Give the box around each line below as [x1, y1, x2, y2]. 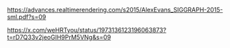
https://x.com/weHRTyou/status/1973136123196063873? [7, 26, 166, 34]
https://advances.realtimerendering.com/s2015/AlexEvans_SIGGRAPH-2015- [7, 6, 223, 14]
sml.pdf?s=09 [7, 13, 47, 21]
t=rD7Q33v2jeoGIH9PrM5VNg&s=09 [7, 33, 112, 41]
